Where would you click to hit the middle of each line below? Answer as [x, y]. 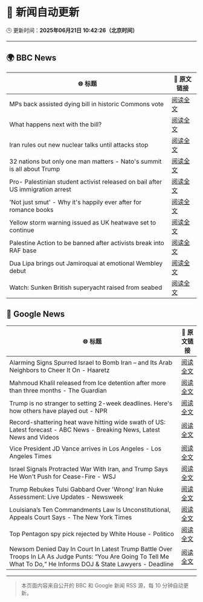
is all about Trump [35, 168]
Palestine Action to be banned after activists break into [87, 243]
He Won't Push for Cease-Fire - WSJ [63, 476]
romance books [31, 210]
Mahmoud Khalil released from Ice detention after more [88, 383]
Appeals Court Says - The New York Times [71, 517]
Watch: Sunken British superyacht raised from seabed [86, 287]
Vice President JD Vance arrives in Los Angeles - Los [85, 449]
